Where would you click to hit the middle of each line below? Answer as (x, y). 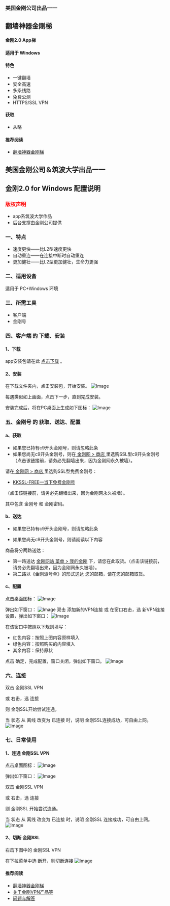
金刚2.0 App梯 (21, 40)
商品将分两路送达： (25, 550)
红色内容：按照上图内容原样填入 (46, 637)
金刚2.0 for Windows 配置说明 (53, 188)
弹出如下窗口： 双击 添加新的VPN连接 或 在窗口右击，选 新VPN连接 (85, 609)
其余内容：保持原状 (33, 650)
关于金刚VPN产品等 (33, 892)
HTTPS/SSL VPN (30, 102)
